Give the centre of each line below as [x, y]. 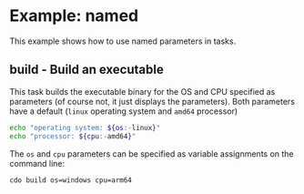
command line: [37, 163]
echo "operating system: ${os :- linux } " [85, 128]
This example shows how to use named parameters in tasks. [123, 41]
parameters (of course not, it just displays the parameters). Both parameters [152, 101]
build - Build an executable [86, 70]
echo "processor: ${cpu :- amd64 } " [73, 136]
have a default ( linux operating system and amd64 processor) [124, 111]
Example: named [74, 16]
